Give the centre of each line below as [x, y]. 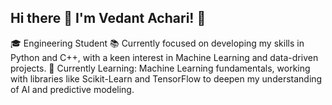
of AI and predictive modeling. [72, 89]
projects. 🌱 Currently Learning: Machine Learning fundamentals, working [160, 68]
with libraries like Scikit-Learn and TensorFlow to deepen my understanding [166, 78]
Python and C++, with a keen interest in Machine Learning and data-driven [164, 57]
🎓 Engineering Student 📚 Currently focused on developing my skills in [157, 43]
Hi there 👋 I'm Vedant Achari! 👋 [108, 18]
